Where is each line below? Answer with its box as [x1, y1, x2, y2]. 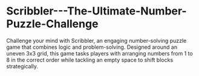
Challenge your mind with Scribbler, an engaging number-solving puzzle [6, 37, 187, 44]
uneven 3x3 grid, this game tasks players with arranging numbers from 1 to [6, 49, 194, 57]
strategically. [6, 62, 38, 70]
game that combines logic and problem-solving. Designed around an [6, 43, 177, 51]
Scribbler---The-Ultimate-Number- [6, 4, 187, 18]
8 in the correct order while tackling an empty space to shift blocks [6, 56, 174, 63]
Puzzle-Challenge [6, 17, 99, 31]
